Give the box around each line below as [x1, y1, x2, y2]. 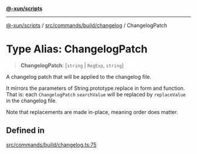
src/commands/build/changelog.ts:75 [6, 141, 97, 148]
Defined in [6, 126, 45, 136]
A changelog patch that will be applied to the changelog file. [6, 73, 151, 80]
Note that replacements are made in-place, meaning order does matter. [6, 108, 178, 115]
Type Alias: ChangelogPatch [6, 42, 148, 56]
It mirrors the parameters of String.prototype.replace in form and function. [6, 85, 185, 92]
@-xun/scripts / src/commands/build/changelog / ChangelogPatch [6, 22, 167, 29]
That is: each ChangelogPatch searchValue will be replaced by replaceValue [6, 91, 186, 98]
